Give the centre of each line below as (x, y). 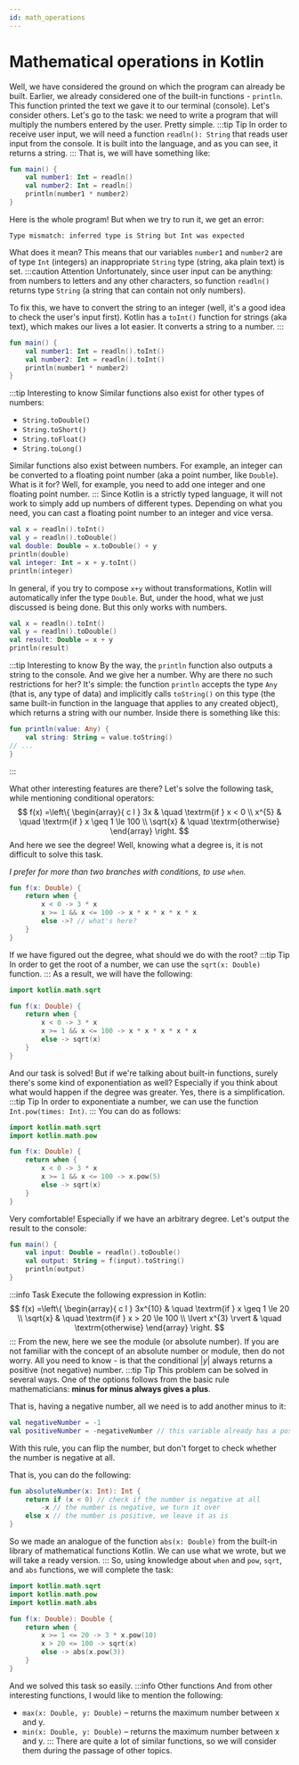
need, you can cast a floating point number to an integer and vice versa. (141, 513)
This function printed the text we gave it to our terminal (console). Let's (139, 105)
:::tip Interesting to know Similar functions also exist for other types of (137, 393)
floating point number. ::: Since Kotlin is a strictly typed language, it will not (146, 494)
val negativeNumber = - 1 (55, 1422)
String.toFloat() (54, 440)
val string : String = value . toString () (99, 737)
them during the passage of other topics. (97, 1750)
